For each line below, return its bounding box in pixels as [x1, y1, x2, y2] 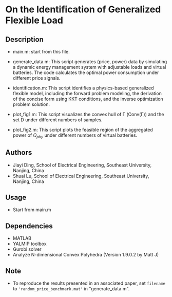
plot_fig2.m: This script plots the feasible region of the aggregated [12, 127, 153, 133]
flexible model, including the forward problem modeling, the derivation [12, 90, 162, 96]
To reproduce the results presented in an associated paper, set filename [12, 280, 166, 286]
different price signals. [12, 75, 61, 81]
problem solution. [12, 101, 50, 107]
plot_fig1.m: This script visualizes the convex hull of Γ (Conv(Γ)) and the [12, 112, 164, 117]
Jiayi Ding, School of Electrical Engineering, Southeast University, [12, 162, 152, 168]
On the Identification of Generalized [5, 4, 161, 15]
